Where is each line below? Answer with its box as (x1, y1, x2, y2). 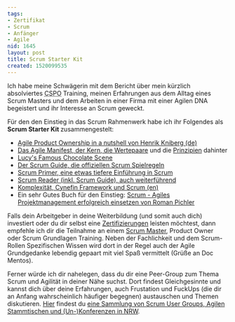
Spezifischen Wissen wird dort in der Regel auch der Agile (27, 241, 195, 249)
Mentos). (7, 256, 34, 265)
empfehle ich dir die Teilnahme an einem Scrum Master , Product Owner (7, 226, 214, 234)
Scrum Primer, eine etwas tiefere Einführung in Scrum (17, 168, 173, 176)
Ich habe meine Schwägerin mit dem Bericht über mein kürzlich (7, 81, 191, 90)
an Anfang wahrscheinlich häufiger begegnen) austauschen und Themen (7, 292, 219, 300)
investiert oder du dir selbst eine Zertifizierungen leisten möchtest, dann (7, 218, 216, 227)
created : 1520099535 (7, 62, 68, 69)
